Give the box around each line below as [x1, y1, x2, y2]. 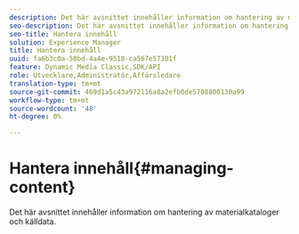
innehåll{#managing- [73, 158, 234, 179]
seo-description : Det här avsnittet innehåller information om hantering [9, 21, 289, 30]
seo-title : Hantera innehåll [9, 29, 117, 38]
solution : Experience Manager [9, 37, 122, 47]
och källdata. [9, 216, 56, 227]
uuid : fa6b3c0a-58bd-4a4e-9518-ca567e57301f [9, 54, 177, 63]
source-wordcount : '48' [9, 104, 98, 113]
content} [9, 177, 76, 198]
